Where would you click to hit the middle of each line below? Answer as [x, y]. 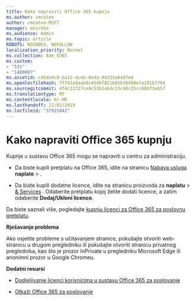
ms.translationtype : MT [36, 94]
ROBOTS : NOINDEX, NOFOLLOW [39, 45]
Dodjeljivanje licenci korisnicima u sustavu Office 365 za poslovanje [97, 280]
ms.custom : [20, 61]
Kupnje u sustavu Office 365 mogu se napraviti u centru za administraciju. [96, 156]
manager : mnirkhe [28, 28]
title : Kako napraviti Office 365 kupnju [58, 12]
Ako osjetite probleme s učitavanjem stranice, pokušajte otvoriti [83, 239]
